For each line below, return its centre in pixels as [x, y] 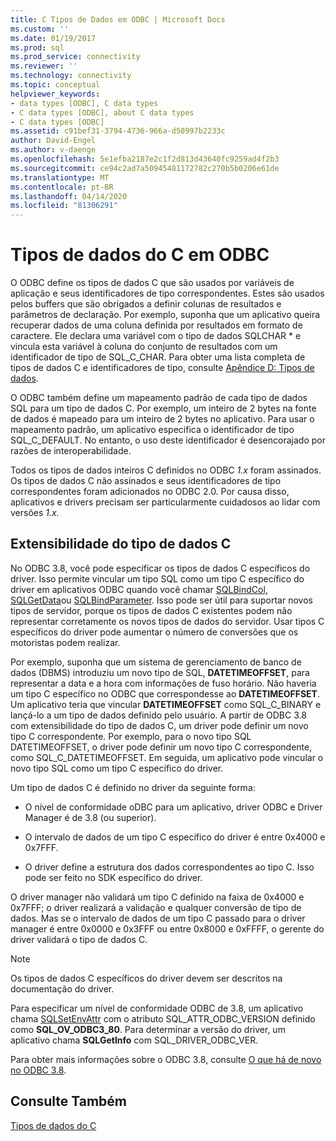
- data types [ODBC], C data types [84, 103]
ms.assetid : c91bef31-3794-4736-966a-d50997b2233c [118, 131]
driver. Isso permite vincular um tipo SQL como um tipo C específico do [157, 578]
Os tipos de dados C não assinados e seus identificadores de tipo [146, 481]
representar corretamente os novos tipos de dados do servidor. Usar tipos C [167, 621]
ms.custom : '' [40, 29]
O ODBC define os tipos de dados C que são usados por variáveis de [152, 283]
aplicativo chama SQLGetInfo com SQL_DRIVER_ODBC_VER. [134, 1040]
